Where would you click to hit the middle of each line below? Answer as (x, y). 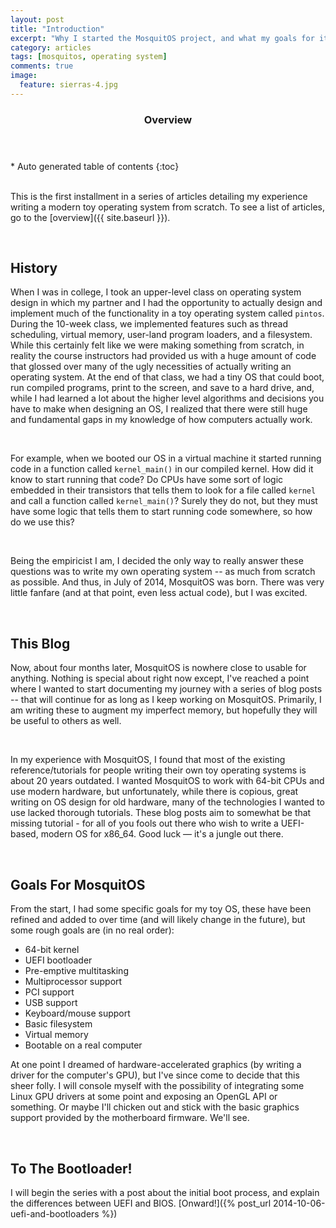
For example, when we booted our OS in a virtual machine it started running (166, 458)
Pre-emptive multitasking (76, 971)
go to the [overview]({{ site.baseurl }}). (90, 217)
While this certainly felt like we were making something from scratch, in (157, 345)
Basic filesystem (58, 1024)
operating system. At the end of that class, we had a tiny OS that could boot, (167, 377)
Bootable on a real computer (83, 1045)
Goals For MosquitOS (78, 884)
